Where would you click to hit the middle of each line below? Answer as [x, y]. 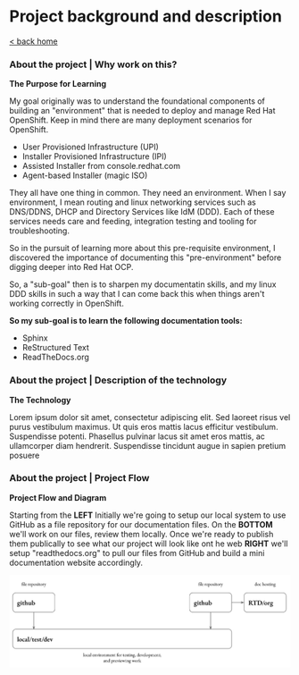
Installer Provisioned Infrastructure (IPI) [94, 156]
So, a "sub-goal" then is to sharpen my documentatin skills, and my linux [143, 284]
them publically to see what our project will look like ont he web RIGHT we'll [149, 544]
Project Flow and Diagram [58, 497]
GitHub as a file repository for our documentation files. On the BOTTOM [141, 524]
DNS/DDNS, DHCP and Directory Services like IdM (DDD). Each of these [142, 212]
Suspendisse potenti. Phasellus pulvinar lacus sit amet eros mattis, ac [137, 436]
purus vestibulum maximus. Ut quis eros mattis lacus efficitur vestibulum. [144, 426]
